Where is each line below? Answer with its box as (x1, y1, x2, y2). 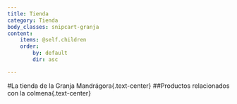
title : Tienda (7, 10, 49, 18)
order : (20, 43, 39, 50)
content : (7, 30, 33, 37)
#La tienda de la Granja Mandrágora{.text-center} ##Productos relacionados (7, 82, 230, 90)
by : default (32, 50, 68, 57)
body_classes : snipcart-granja (7, 23, 99, 30)
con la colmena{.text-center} (7, 89, 92, 97)
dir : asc (32, 56, 59, 63)
